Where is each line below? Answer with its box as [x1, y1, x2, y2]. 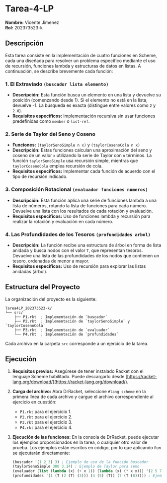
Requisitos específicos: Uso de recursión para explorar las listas [12, 263, 146, 269]
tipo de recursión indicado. [12, 173, 68, 179]
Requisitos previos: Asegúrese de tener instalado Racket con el [12, 368, 144, 374]
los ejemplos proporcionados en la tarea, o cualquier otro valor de [12, 439, 148, 445]
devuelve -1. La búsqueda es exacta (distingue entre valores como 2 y [12, 102, 156, 108]
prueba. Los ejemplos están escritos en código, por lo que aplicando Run [12, 444, 162, 450]
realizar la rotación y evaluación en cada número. [12, 218, 113, 224]
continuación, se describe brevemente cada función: [5, 68, 113, 74]
